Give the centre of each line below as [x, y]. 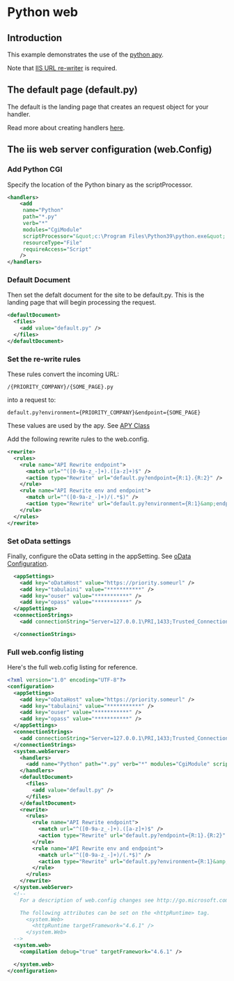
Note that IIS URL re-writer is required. [62, 68]
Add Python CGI [35, 169]
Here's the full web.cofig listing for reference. [72, 667]
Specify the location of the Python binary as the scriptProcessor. [100, 185]
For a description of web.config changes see [87, 900]
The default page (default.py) [72, 90]
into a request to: [32, 400]
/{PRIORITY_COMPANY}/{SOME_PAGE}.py [60, 387]
